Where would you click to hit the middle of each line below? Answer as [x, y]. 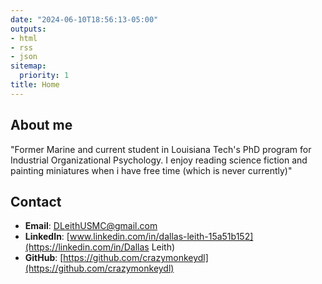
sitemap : [28, 66]
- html [24, 38]
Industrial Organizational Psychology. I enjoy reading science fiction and [159, 160]
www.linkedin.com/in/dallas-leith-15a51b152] [161, 237]
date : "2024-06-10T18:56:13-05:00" [84, 19]
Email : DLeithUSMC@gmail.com [91, 226]
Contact [36, 201]
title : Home [35, 85]
